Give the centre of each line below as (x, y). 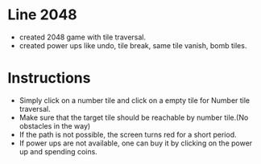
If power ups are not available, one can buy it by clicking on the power (136, 143)
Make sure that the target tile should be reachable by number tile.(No (134, 117)
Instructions (49, 78)
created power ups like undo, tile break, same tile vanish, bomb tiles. (133, 45)
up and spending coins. (58, 151)
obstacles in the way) (55, 125)
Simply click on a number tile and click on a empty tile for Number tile (135, 100)
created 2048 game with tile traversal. (83, 37)
